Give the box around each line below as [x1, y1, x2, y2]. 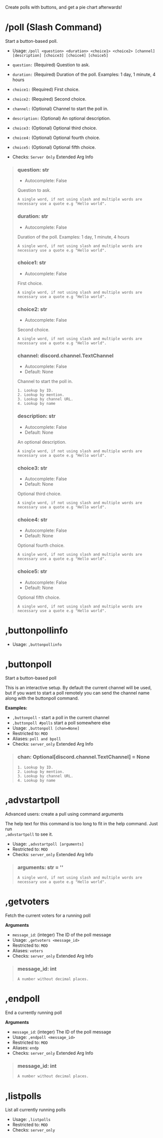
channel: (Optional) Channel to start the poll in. [12, 106, 108, 112]
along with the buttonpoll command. [5, 695, 79, 701]
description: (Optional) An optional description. [12, 115, 111, 121]
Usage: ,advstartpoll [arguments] [12, 841, 84, 847]
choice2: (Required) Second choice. [12, 96, 86, 102]
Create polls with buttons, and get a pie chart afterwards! [5, 4, 122, 10]
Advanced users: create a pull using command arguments [5, 811, 124, 817]
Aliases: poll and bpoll [12, 736, 61, 742]
